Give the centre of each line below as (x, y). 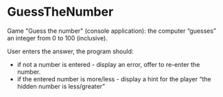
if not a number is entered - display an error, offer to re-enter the (108, 64)
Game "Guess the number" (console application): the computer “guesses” (111, 31)
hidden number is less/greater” (61, 86)
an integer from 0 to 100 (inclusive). (57, 38)
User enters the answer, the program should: (70, 51)
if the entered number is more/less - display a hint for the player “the (114, 79)
